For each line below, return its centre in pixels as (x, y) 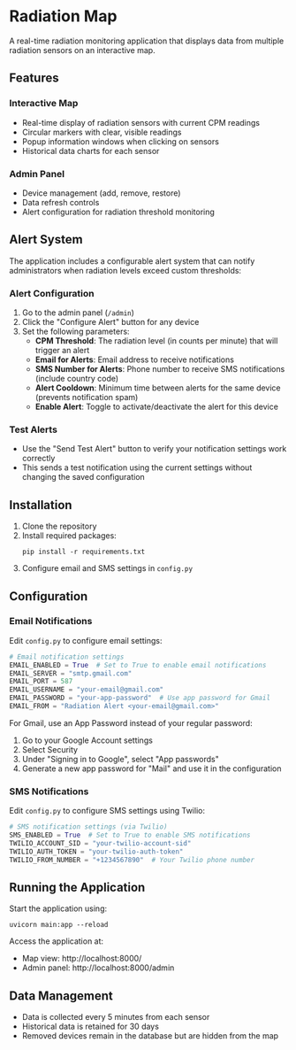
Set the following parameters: (76, 332)
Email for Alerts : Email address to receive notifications (134, 359)
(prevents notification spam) (87, 398)
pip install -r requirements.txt (83, 552)
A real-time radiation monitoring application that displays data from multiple (147, 41)
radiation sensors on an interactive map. (83, 50)
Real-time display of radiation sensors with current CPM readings (141, 122)
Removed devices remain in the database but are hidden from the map (150, 1036)
